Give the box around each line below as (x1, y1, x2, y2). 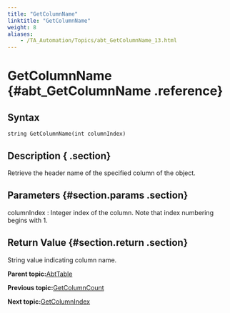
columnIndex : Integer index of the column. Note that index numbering (7, 208, 214, 217)
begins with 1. (7, 216, 48, 224)
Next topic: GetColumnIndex (7, 297, 91, 306)
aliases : (7, 30, 34, 38)
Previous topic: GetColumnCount (7, 283, 105, 292)
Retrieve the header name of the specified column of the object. (7, 169, 196, 177)
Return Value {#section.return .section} (7, 237, 188, 249)
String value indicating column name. (7, 255, 117, 264)
